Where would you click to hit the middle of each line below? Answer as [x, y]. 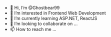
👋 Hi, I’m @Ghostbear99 [35, 8]
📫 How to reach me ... [33, 29]
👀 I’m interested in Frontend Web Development [58, 13]
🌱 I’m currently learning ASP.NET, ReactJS [53, 18]
